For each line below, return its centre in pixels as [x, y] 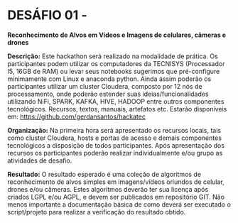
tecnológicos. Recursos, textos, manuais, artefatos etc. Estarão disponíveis [117, 109]
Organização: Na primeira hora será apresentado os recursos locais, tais [114, 130]
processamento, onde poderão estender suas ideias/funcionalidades [108, 94]
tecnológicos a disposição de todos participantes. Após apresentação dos [116, 145]
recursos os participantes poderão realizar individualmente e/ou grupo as [115, 153]
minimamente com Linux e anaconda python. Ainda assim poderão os [109, 79]
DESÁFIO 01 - [47, 15]
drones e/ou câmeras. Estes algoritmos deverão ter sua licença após [108, 189]
